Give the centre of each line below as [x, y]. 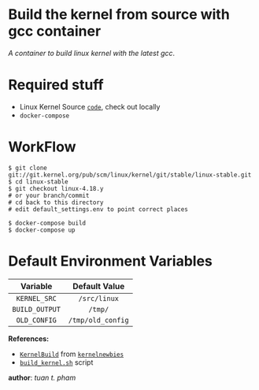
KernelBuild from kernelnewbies [72, 354]
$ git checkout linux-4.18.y [56, 188]
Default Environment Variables [110, 261]
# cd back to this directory [56, 202]
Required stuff [56, 85]
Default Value [98, 286]
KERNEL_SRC [37, 298]
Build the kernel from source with [119, 15]
